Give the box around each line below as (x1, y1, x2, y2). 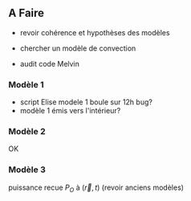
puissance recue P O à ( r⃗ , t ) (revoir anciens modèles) (8, 183, 185, 194)
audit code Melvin (19, 59, 80, 68)
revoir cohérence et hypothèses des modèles (19, 27, 170, 37)
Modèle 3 (8, 164, 46, 175)
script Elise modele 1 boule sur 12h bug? (19, 97, 152, 107)
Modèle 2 (8, 126, 46, 137)
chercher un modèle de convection (19, 43, 136, 53)
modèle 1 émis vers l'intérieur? (19, 106, 121, 116)
